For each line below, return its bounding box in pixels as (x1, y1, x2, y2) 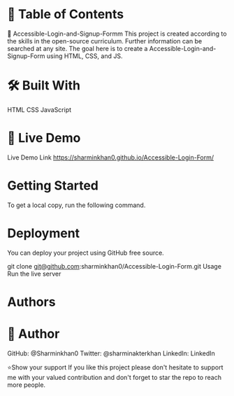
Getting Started (7, 178, 99, 193)
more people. (7, 381, 46, 389)
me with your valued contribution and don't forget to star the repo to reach (7, 373, 222, 381)
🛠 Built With (7, 78, 80, 94)
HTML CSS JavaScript (7, 105, 72, 114)
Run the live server (7, 269, 61, 278)
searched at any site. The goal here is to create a (7, 44, 148, 52)
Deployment (7, 225, 80, 241)
